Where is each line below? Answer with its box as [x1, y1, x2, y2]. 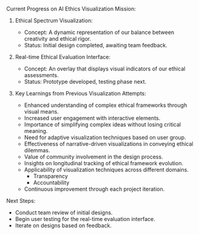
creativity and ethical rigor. [24, 35, 92, 42]
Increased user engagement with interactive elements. [24, 115, 161, 121]
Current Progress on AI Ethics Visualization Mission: [6, 5, 137, 12]
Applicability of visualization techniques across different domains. [24, 166, 189, 173]
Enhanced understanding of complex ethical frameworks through [24, 101, 187, 109]
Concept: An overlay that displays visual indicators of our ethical [24, 65, 186, 72]
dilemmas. [24, 147, 50, 154]
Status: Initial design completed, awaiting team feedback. [24, 42, 168, 49]
